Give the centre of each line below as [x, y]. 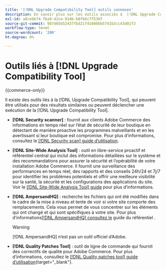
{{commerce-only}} [25, 90]
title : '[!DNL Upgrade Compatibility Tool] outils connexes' [69, 10]
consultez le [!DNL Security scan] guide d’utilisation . [66, 141]
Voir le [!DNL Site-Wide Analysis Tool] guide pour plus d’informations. [83, 187]
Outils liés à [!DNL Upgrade [62, 66]
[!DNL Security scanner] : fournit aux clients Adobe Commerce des [81, 119]
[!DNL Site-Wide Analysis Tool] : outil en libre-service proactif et [79, 150]
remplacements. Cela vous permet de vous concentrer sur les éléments [85, 207]
